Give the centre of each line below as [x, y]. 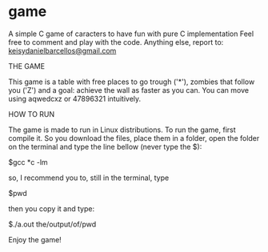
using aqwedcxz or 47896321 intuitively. [75, 98]
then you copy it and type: [51, 208]
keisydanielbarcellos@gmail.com [62, 50]
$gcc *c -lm [28, 162]
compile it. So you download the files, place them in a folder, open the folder [134, 138]
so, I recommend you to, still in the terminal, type [89, 178]
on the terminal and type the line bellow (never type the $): [105, 146]
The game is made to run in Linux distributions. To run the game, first [122, 130]
